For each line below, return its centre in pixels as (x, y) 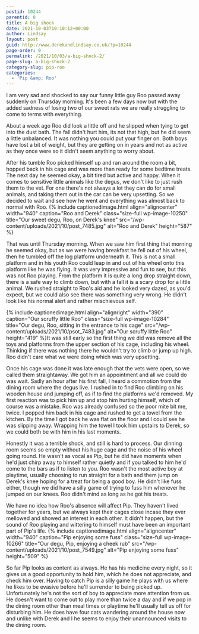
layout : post (22, 39)
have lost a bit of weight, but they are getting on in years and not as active (97, 145)
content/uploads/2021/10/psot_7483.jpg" (56, 332)
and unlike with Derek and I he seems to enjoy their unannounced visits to (97, 618)
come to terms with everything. (45, 115)
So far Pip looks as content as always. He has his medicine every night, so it (99, 568)
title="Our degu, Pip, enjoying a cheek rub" (78, 544)
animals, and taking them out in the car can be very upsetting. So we (90, 194)
